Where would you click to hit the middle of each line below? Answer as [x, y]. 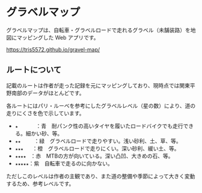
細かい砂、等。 [44, 133]
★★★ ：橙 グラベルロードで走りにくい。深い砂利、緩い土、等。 [97, 148]
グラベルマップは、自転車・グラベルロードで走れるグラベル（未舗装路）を [98, 30]
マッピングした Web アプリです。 [58, 37]
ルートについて [34, 70]
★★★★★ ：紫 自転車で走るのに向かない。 [64, 163]
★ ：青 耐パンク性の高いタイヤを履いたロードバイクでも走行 [99, 126]
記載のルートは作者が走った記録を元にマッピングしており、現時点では [93, 85]
